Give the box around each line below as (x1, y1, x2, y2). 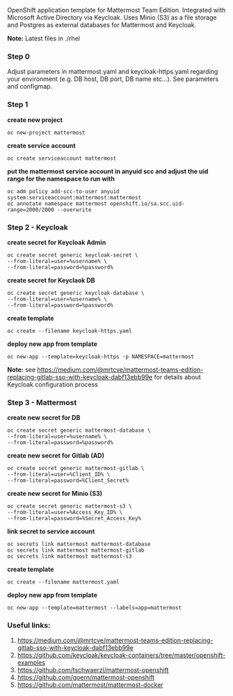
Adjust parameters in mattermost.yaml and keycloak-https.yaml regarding (7, 68, 218, 76)
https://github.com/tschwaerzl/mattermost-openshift (17, 666, 169, 674)
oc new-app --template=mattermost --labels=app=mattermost (7, 605, 182, 612)
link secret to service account (7, 527, 95, 536)
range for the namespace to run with (7, 174, 115, 183)
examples (17, 658, 45, 667)
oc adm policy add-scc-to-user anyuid (7, 188, 120, 195)
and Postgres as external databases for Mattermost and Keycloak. (7, 21, 197, 29)
